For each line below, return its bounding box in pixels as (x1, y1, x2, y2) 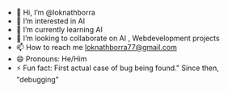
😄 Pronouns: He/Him (15, 54, 87, 64)
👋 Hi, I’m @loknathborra (15, 8, 95, 17)
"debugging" (15, 75, 59, 84)
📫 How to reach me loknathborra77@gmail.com (15, 43, 178, 52)
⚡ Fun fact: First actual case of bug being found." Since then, (15, 63, 220, 73)
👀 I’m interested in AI (15, 16, 86, 26)
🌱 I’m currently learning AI (15, 25, 103, 34)
